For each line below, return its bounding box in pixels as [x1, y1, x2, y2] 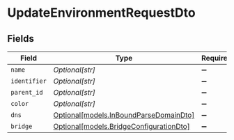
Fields [7, 33, 35, 45]
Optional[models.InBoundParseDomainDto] [53, 110, 195, 120]
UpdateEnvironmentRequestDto [7, 5, 196, 21]
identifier [10, 77, 47, 85]
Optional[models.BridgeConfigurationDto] [53, 122, 190, 131]
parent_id [10, 88, 43, 96]
